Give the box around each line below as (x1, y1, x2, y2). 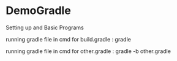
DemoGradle (6, 4, 71, 18)
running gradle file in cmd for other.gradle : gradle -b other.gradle (6, 47, 171, 55)
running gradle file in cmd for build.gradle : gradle (6, 35, 131, 43)
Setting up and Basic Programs (6, 24, 84, 31)
